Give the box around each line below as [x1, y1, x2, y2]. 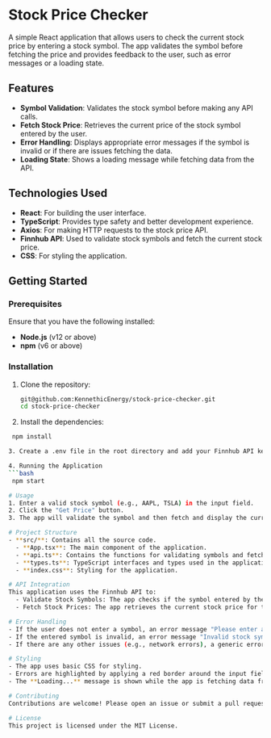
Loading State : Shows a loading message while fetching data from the [19, 154, 255, 164]
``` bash [8, 469, 35, 477]
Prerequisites [8, 298, 62, 309]
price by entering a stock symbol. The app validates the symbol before [8, 40, 244, 50]
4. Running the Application [8, 462, 103, 470]
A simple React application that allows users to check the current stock [8, 32, 244, 42]
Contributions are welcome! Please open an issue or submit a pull [8, 699, 240, 707]
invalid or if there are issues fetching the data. [19, 145, 173, 155]
